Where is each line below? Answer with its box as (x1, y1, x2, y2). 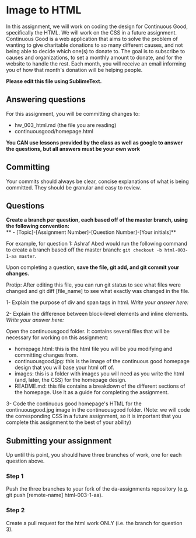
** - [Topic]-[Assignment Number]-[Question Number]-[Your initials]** (6, 229, 177, 236)
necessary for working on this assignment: (6, 334, 109, 341)
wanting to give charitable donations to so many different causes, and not (6, 42, 183, 49)
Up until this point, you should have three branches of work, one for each (6, 451, 182, 458)
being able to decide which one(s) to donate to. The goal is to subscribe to (6, 47, 185, 54)
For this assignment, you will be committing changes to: (6, 110, 140, 117)
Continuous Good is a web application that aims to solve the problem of (6, 35, 178, 42)
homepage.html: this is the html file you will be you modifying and (14, 346, 173, 353)
